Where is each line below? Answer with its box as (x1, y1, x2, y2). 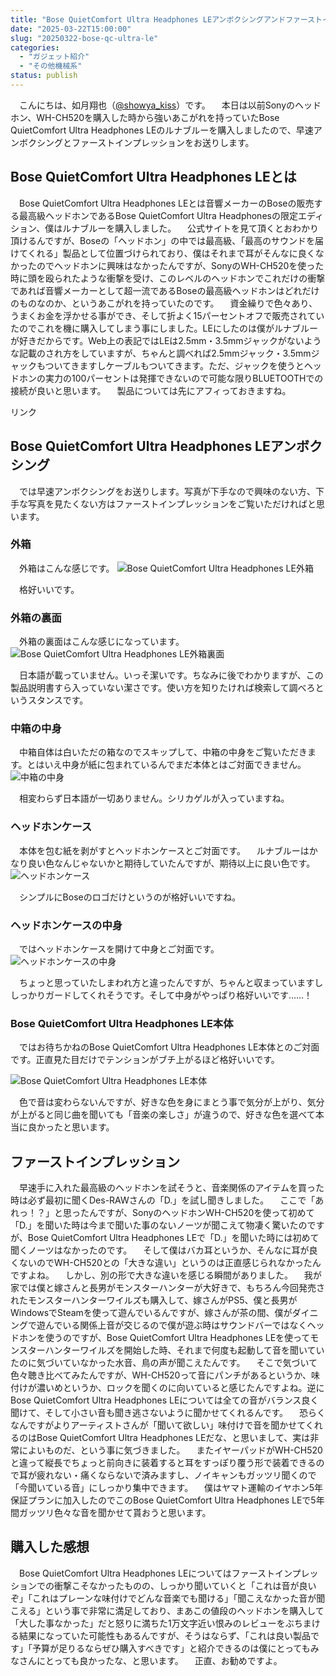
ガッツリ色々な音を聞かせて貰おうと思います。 (18, 1507, 212, 1519)
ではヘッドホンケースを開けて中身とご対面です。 (18, 942, 220, 955)
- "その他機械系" (19, 61, 83, 71)
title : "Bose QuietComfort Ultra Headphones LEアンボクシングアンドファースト (10, 14, 323, 25)
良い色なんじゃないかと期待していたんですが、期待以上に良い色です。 (27, 857, 316, 869)
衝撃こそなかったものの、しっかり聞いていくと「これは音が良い (53, 1579, 317, 1591)
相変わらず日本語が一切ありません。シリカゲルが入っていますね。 (18, 792, 290, 805)
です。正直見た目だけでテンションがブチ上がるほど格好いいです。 (10, 1054, 280, 1066)
